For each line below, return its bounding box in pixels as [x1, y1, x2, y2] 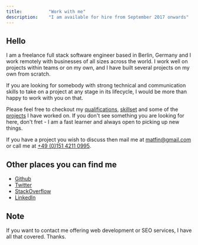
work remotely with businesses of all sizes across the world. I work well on [6, 58, 188, 65]
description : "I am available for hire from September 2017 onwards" [6, 14, 189, 20]
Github [14, 175, 31, 182]
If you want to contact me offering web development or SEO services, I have [6, 227, 192, 234]
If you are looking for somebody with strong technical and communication [6, 82, 186, 89]
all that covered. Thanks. [6, 233, 66, 240]
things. [6, 125, 23, 132]
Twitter [14, 181, 33, 189]
